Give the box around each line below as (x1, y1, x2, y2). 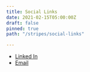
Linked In (14, 53, 38, 60)
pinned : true (6, 25, 39, 32)
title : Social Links (6, 8, 58, 15)
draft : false (6, 20, 39, 26)
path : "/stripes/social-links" (6, 31, 85, 37)
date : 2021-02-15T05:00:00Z (6, 14, 77, 20)
